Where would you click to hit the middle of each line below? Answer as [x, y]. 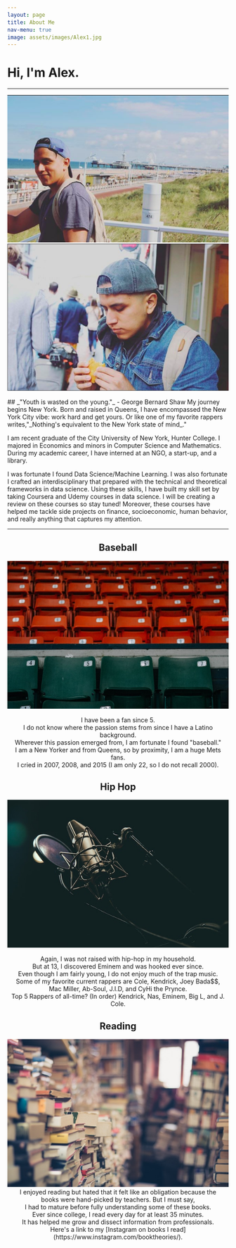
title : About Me [31, 22]
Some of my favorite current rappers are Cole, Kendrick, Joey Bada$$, [118, 981]
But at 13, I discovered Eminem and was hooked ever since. [118, 966]
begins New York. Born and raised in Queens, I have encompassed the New [117, 409]
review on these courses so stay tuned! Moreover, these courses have [109, 504]
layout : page [26, 15]
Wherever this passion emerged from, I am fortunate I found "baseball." [118, 742]
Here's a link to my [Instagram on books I [110, 1230]
